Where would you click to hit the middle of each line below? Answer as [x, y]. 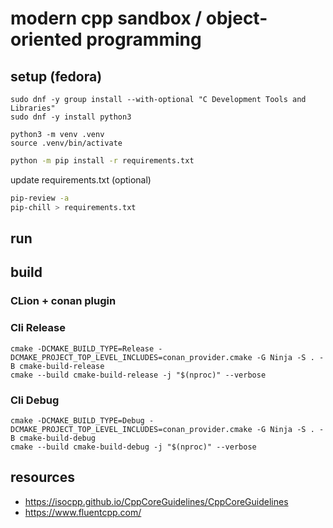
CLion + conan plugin [63, 301]
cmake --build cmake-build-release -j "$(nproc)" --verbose [138, 375]
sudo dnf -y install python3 [71, 117]
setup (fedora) [56, 76]
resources [42, 477]
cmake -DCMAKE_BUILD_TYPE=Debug [77, 420]
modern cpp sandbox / [106, 18]
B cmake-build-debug [53, 438]
